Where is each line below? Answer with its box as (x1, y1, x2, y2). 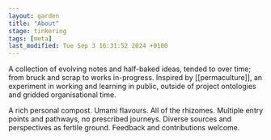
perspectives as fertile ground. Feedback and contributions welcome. (8, 123, 240, 133)
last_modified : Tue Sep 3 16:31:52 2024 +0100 (8, 42, 168, 50)
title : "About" (8, 19, 60, 28)
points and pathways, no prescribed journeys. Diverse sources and (8, 114, 232, 124)
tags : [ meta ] (8, 34, 53, 43)
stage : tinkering (8, 27, 67, 35)
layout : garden (8, 11, 60, 20)
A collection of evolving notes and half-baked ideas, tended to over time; (8, 64, 252, 74)
